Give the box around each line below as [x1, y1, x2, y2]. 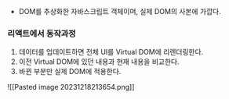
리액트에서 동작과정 [7, 28, 76, 39]
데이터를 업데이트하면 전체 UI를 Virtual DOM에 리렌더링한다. [18, 48, 204, 57]
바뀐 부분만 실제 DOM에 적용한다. [18, 67, 122, 76]
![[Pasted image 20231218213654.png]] [7, 83, 135, 92]
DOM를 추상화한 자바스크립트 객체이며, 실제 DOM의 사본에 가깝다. [18, 7, 221, 16]
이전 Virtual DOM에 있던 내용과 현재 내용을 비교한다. [18, 57, 180, 66]
